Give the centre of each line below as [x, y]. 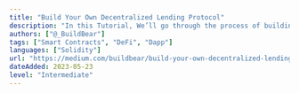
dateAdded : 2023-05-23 [51, 67]
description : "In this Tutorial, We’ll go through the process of [135, 26]
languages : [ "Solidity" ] [55, 50]
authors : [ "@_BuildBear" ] [57, 34]
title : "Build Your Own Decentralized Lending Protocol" [117, 17]
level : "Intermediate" [51, 75]
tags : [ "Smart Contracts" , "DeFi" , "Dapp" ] [91, 42]
